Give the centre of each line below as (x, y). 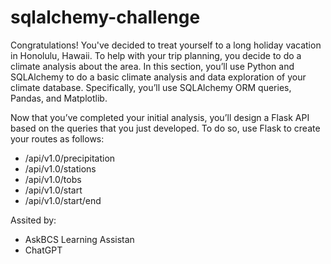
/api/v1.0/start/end (63, 200)
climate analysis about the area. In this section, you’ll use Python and (152, 66)
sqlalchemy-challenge (105, 17)
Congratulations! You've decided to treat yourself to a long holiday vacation (166, 45)
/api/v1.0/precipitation (70, 158)
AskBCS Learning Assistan (79, 239)
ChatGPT (43, 250)
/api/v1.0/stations (60, 168)
